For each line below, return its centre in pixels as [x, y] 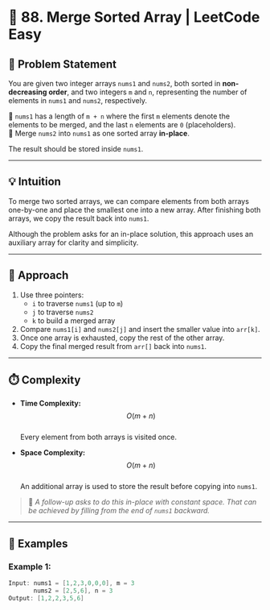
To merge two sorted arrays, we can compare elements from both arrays [129, 201]
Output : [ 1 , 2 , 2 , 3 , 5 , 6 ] [46, 598]
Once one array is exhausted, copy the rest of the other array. [122, 338]
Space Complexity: [53, 453]
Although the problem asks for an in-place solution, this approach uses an [131, 234]
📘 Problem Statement [63, 64]
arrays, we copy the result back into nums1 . [79, 218]
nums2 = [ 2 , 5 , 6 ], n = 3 [73, 591]
